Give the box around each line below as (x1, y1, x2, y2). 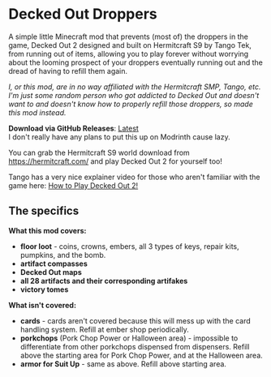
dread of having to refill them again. (8, 66, 128, 75)
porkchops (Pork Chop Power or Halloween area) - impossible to (19, 333, 239, 343)
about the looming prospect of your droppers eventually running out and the (8, 58, 264, 67)
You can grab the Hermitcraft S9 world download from (8, 148, 191, 157)
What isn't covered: (8, 300, 77, 310)
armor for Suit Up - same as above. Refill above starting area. (19, 358, 227, 369)
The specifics (8, 204, 80, 218)
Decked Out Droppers (8, 5, 158, 24)
